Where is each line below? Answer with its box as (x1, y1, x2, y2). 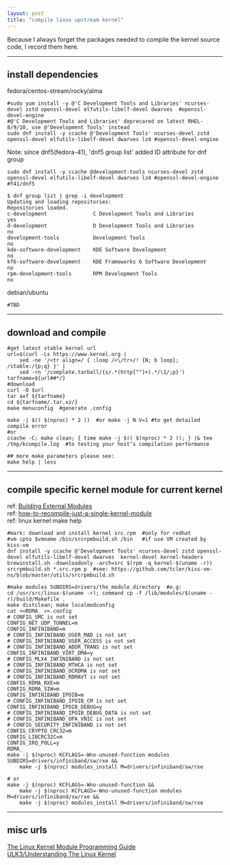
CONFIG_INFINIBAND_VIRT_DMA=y (7, 649, 94, 656)
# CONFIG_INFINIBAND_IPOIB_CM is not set (7, 697, 127, 704)
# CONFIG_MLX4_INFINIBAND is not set (7, 655, 115, 662)
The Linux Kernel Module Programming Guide (7, 842, 136, 851)
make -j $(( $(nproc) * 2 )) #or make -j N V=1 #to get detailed (7, 417, 201, 424)
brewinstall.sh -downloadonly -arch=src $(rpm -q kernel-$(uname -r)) (7, 560, 213, 566)
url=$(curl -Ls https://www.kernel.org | (7, 351, 127, 358)
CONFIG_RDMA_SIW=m (7, 686, 60, 692)
